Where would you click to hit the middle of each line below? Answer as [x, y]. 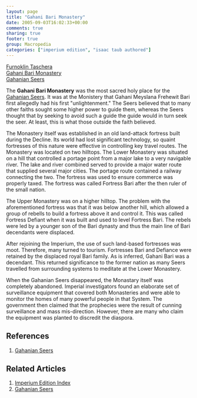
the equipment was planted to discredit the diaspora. [70, 317]
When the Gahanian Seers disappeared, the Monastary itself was [85, 280]
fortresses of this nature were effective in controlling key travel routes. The [96, 145]
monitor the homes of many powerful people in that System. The [84, 298]
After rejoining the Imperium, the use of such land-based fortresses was [94, 243]
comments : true [25, 28]
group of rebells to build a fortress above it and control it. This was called [95, 213]
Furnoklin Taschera [29, 67]
